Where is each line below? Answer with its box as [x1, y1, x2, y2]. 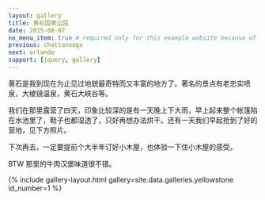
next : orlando [8, 48, 55, 56]
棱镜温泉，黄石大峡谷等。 [28, 88, 112, 98]
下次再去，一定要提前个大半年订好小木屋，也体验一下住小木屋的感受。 [8, 142, 237, 152]
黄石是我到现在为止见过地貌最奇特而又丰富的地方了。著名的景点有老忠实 [8, 79, 244, 88]
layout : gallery [8, 11, 62, 20]
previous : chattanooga [8, 41, 83, 49]
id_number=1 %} [8, 183, 62, 193]
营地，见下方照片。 [8, 125, 71, 135]
